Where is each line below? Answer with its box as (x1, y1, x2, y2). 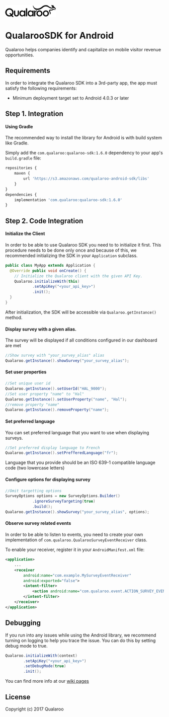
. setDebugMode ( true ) (23, 664, 66, 669)
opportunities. (5, 52, 34, 58)
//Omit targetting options (5, 488, 62, 493)
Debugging (5, 619, 41, 627)
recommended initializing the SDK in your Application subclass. (5, 252, 138, 259)
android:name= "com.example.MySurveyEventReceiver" (23, 573, 132, 578)
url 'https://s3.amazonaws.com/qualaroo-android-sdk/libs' (23, 176, 150, 181)
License (5, 692, 31, 701)
